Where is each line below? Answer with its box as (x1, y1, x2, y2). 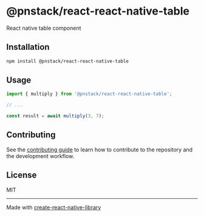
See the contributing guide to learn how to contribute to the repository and (6, 146, 193, 153)
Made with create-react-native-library (6, 204, 101, 211)
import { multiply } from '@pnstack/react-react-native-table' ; (6, 91, 172, 97)
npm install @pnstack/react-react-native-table (6, 58, 129, 64)
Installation (6, 42, 50, 52)
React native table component (6, 24, 81, 32)
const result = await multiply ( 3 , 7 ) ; (6, 113, 104, 119)
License (6, 170, 37, 181)
